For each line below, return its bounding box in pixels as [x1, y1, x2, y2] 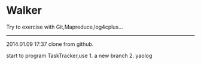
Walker [6, 4, 42, 17]
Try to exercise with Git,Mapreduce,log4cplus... [6, 23, 124, 30]
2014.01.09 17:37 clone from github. [6, 40, 94, 48]
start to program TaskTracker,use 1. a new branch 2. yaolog [6, 52, 153, 59]
